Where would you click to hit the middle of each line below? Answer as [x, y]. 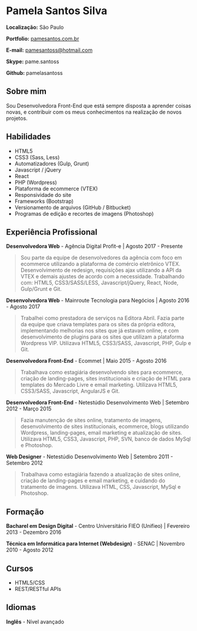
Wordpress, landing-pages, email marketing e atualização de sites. [101, 433]
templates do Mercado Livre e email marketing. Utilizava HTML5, [99, 385]
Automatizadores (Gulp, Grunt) [52, 163]
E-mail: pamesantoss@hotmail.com [49, 50]
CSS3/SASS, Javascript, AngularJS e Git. [70, 391]
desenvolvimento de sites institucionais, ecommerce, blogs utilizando [105, 426]
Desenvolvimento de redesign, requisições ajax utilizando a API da [101, 270]
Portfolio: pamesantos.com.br [43, 38]
